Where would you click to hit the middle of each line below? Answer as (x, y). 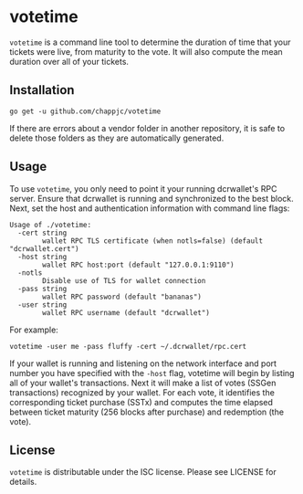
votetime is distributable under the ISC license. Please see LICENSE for (143, 472)
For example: (34, 330)
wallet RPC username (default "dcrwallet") (126, 312)
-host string (42, 257)
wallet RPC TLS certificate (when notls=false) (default (152, 241)
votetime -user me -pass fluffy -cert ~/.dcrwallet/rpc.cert (128, 346)
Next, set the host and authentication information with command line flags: (150, 208)
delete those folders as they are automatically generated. (117, 138)
